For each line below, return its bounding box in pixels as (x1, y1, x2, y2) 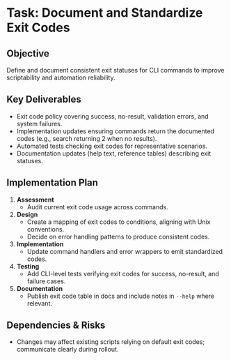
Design (16, 210, 38, 218)
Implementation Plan (6, 177, 99, 189)
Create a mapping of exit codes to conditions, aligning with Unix (26, 218, 211, 226)
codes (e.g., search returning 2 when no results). (16, 134, 157, 142)
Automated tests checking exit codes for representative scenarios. (16, 142, 208, 150)
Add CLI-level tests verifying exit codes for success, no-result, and (26, 269, 220, 278)
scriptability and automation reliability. (6, 73, 115, 82)
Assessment (16, 195, 54, 204)
